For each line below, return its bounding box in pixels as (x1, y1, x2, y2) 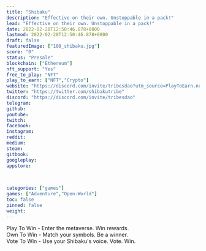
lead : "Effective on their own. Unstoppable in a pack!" (6, 20, 155, 26)
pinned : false (6, 202, 43, 208)
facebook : (6, 123, 32, 129)
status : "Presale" (6, 54, 53, 61)
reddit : (6, 134, 26, 141)
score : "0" (6, 49, 34, 55)
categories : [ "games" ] (6, 185, 64, 192)
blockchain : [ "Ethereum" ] (6, 60, 72, 66)
